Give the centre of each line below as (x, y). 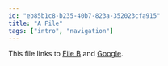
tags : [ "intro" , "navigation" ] (61, 31)
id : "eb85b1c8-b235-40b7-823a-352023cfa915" (84, 16)
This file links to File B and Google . (66, 54)
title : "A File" (36, 23)
